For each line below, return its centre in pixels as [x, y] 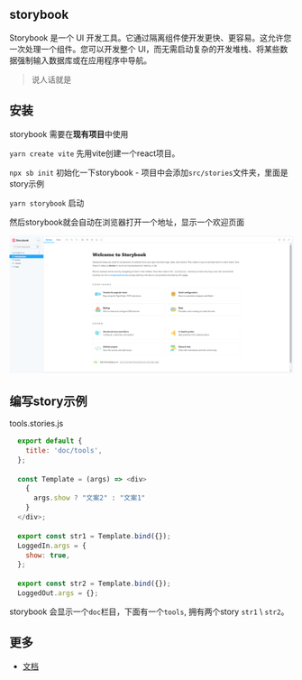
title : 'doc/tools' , [64, 450]
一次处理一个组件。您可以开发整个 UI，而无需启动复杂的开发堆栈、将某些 [145, 49]
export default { [50, 441]
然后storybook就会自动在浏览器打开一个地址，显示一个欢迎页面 [127, 222]
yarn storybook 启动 [47, 203]
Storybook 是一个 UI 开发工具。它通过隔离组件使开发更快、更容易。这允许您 [151, 37]
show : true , [48, 555]
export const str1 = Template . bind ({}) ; [94, 536]
